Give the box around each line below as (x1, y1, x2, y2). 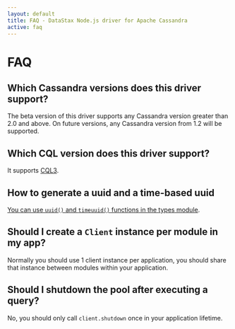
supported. (7, 127, 40, 135)
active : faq (7, 23, 42, 30)
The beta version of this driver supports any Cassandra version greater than (7, 112, 229, 120)
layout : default (7, 10, 55, 18)
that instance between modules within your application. (7, 263, 169, 272)
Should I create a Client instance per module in (7, 226, 219, 238)
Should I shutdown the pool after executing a (7, 284, 208, 296)
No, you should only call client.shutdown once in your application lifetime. (7, 313, 223, 322)
